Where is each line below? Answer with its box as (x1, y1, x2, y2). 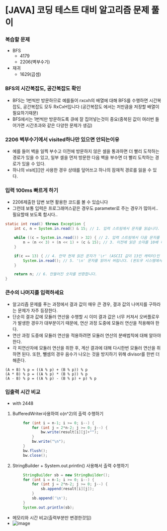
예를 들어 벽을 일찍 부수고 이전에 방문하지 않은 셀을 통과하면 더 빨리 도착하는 (12, 148, 160, 155)
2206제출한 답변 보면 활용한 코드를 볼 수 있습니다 (12, 199, 108, 205)
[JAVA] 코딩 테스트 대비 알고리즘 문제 (5, 4, 150, 16)
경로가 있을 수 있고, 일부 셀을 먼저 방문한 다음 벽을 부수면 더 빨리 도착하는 (12, 155, 154, 161)
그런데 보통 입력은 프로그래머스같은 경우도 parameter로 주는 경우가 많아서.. (12, 205, 159, 211)
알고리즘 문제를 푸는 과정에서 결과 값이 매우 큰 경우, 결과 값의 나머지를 (12, 301, 148, 307)
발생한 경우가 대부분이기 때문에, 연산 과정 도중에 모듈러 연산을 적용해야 (17, 320, 155, 326)
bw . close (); (23, 453, 48, 458)
